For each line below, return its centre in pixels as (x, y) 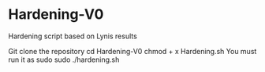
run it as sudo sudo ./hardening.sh (64, 59)
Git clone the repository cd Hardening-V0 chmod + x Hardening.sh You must (132, 51)
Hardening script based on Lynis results (73, 36)
